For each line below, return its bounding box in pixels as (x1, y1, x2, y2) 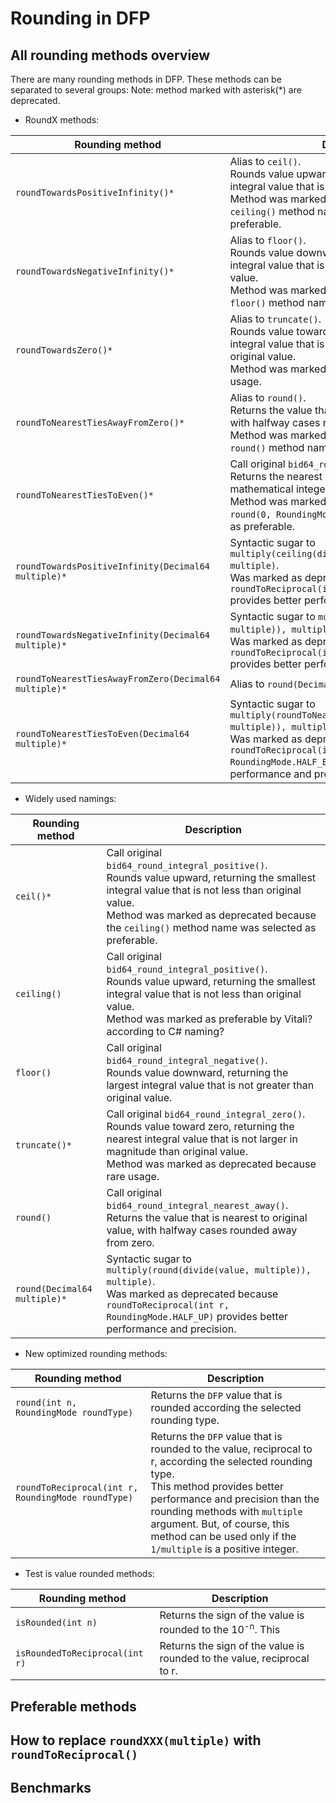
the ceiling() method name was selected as (106, 921, 317, 934)
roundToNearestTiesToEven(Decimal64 (15, 728, 190, 739)
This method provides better (150, 1480, 285, 1493)
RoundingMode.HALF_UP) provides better (106, 1310, 288, 1323)
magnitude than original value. (106, 1145, 248, 1158)
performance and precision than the (150, 1492, 320, 1506)
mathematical (229, 482, 294, 496)
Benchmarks (10, 1779, 92, 1796)
